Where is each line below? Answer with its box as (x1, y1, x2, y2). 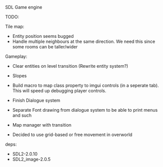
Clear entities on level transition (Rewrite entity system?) (12, 63, 129, 69)
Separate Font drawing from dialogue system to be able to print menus (12, 107, 158, 113)
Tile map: (5, 23, 24, 29)
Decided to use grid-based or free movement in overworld (12, 132, 133, 138)
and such (12, 112, 32, 118)
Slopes (12, 73, 27, 79)
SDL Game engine (5, 4, 42, 10)
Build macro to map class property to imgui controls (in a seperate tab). (12, 82, 159, 88)
